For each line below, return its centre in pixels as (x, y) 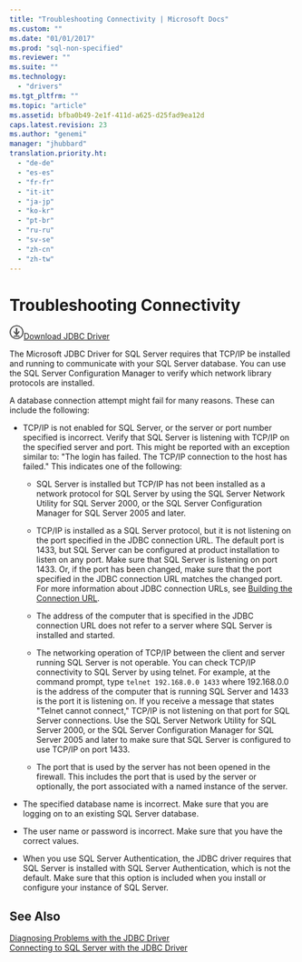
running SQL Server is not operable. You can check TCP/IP (146, 663)
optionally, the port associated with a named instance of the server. (162, 787)
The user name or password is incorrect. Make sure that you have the (152, 831)
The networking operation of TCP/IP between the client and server (161, 653)
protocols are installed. (52, 383)
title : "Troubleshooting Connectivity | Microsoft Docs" (119, 19)
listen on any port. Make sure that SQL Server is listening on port (157, 560)
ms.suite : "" (34, 67)
